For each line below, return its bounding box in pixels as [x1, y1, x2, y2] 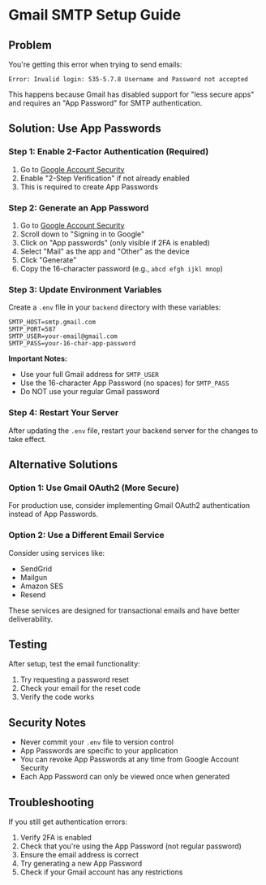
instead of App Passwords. [8, 510, 99, 519]
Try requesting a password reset [19, 675, 130, 684]
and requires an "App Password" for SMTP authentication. [8, 98, 203, 107]
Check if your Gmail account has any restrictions [19, 867, 183, 877]
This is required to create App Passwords [19, 181, 159, 192]
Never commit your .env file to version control [19, 737, 174, 747]
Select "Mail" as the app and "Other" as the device [19, 246, 191, 256]
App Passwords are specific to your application [19, 746, 178, 756]
